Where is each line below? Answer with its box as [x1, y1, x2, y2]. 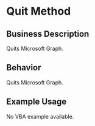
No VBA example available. [6, 113, 74, 120]
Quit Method [6, 4, 71, 18]
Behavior [6, 62, 41, 73]
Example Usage [6, 97, 67, 107]
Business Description [6, 29, 90, 39]
